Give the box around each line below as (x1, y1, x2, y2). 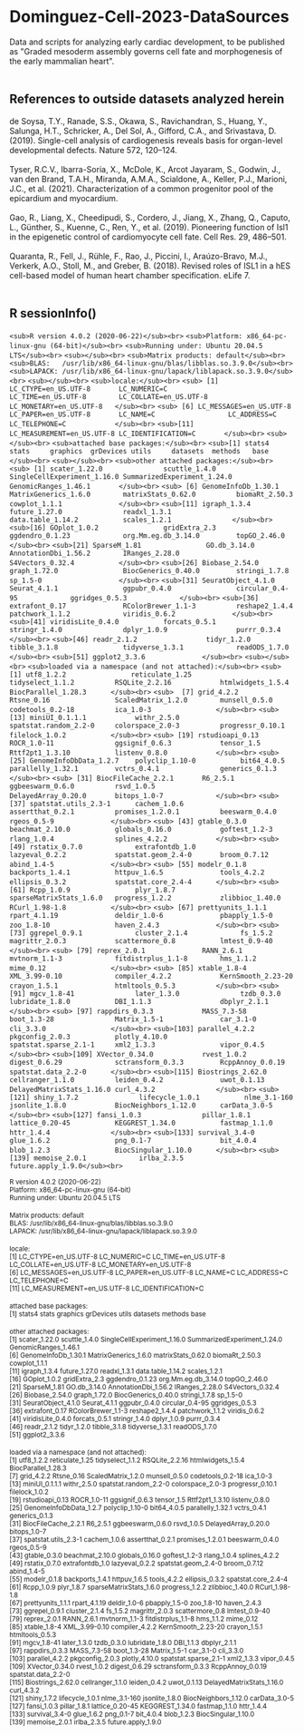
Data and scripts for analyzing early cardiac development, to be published (9, 36, 285, 47)
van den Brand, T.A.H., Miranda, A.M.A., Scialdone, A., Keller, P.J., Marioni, (9, 173, 288, 184)
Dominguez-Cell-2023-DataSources (9, 6, 290, 27)
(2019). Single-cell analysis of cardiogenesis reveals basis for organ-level (9, 134, 283, 146)
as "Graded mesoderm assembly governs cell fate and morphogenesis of (9, 45, 283, 56)
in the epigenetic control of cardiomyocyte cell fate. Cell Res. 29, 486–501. (9, 231, 287, 242)
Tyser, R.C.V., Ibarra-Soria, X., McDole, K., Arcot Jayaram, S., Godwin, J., (9, 163, 281, 174)
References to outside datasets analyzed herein (9, 92, 285, 107)
